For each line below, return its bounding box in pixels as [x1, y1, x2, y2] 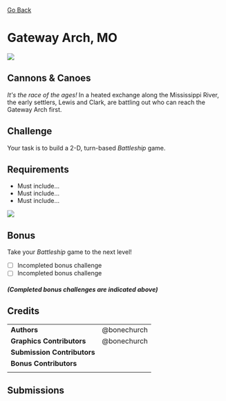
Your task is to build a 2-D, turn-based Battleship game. [7, 144, 166, 152]
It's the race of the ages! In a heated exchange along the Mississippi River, [7, 90, 220, 99]
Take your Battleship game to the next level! [7, 248, 133, 256]
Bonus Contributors [10, 358, 77, 368]
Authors [10, 324, 39, 334]
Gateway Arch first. [7, 105, 62, 113]
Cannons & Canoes [7, 72, 91, 84]
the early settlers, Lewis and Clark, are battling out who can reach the [7, 98, 206, 106]
